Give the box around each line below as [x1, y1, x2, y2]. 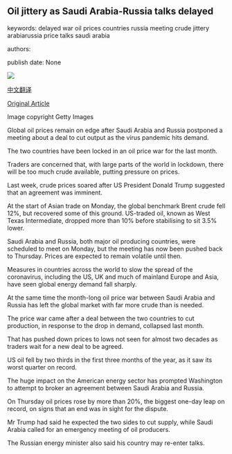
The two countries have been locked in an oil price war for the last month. [7, 147, 218, 155]
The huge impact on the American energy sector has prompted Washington [7, 376, 223, 385]
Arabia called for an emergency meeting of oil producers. [7, 425, 171, 433]
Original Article [7, 99, 50, 107]
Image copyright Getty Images [7, 112, 94, 120]
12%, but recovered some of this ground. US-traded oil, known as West [7, 209, 211, 217]
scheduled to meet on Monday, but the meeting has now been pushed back [7, 244, 223, 253]
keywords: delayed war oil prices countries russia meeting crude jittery [7, 24, 210, 32]
